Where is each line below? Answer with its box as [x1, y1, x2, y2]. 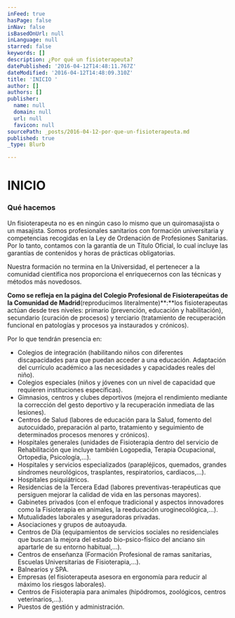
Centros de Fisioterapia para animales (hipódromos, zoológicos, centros [17, 587, 227, 595]
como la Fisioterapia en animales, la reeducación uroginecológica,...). [17, 505, 219, 514]
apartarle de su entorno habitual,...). [17, 543, 122, 551]
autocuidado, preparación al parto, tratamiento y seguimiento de [17, 423, 204, 431]
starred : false [7, 43, 52, 50]
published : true [7, 134, 55, 141]
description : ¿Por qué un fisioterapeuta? [7, 56, 133, 63]
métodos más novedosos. [7, 277, 82, 286]
